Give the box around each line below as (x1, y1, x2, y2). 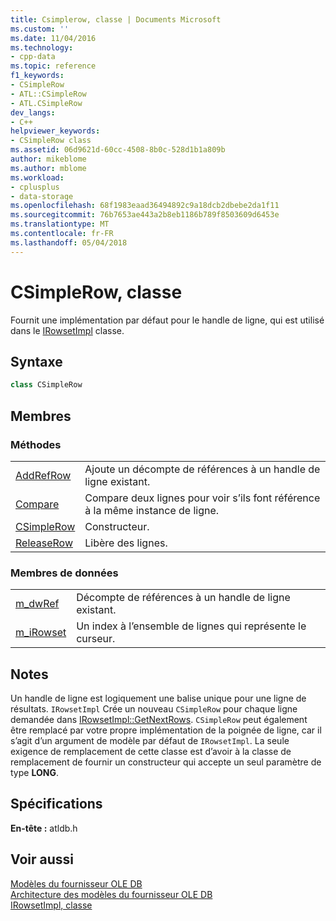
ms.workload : (10, 172, 65, 183)
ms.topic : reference (10, 61, 97, 71)
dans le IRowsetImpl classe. (10, 324, 125, 336)
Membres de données (10, 566, 119, 580)
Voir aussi (10, 851, 74, 868)
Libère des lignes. (84, 536, 168, 550)
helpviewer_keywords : (10, 126, 101, 136)
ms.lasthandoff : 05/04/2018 (10, 237, 128, 248)
